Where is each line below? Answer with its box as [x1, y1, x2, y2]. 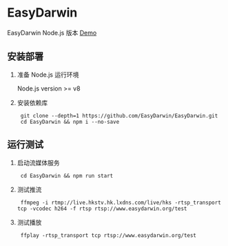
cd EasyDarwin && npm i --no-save [20, 118, 120, 125]
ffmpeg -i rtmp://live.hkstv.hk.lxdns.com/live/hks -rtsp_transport [20, 199, 222, 206]
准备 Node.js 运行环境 [17, 70, 79, 79]
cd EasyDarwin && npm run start [20, 172, 114, 179]
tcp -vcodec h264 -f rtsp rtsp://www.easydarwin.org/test [17, 205, 187, 212]
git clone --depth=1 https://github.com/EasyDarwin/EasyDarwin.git [20, 112, 218, 119]
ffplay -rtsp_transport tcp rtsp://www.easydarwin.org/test [20, 231, 197, 239]
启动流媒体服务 [17, 158, 60, 167]
